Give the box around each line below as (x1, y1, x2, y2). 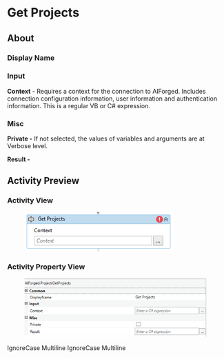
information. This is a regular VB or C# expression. (7, 101, 150, 110)
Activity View (7, 196, 54, 205)
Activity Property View (7, 262, 85, 271)
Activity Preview (7, 175, 80, 187)
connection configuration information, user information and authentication (7, 94, 218, 103)
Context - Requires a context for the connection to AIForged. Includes (7, 87, 206, 95)
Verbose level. (7, 142, 48, 150)
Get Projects (7, 5, 80, 21)
